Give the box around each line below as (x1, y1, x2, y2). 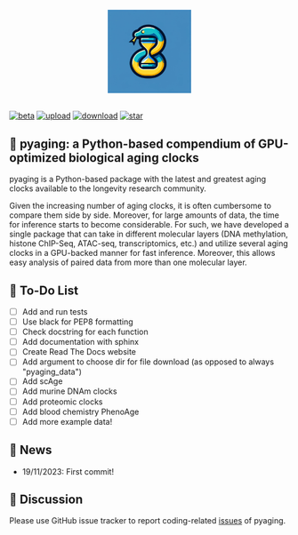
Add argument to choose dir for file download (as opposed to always (21, 356, 274, 367)
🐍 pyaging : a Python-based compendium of (9, 136, 256, 151)
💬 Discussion (9, 491, 83, 507)
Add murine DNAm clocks (21, 386, 117, 396)
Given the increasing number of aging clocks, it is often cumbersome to (9, 201, 271, 212)
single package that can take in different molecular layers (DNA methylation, (9, 228, 289, 240)
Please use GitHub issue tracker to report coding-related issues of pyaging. (9, 515, 286, 526)
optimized (9, 150, 67, 165)
